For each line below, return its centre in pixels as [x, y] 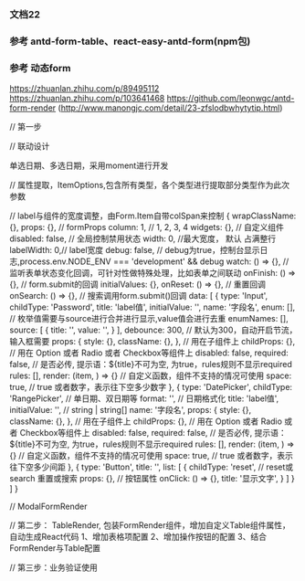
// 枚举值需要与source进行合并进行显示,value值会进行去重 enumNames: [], [149, 319]
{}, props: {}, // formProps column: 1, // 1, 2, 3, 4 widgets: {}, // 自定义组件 [147, 227]
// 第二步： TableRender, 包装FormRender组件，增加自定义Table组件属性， [150, 525]
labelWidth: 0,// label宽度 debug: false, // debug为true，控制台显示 [135, 250]
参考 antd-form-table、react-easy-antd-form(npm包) [130, 41]
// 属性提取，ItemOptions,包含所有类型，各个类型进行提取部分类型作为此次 [150, 185]
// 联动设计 [30, 146]
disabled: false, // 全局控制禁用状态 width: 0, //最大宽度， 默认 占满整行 [143, 238]
